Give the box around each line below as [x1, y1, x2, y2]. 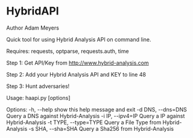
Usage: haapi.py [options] [6, 94, 71, 101]
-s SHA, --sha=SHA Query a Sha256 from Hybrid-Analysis [28, 125, 174, 132]
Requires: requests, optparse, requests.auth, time [6, 47, 129, 55]
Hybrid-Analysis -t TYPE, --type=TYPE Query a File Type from [6, 119, 162, 126]
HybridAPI [6, 4, 59, 18]
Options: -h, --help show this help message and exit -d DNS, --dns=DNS [6, 105, 187, 113]
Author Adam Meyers [6, 24, 59, 31]
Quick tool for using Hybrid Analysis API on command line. [6, 36, 152, 43]
